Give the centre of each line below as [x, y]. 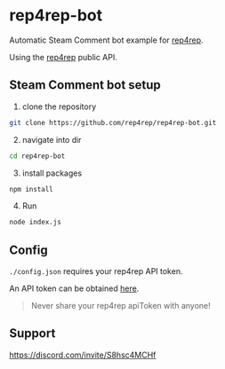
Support [32, 334]
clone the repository [59, 106]
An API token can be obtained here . [74, 288]
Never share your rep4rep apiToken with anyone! [121, 306]
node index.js [36, 223]
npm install [31, 189]
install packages [52, 173]
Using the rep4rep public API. [64, 57]
